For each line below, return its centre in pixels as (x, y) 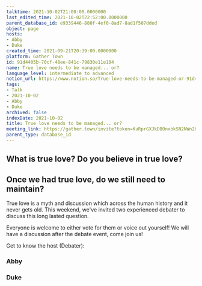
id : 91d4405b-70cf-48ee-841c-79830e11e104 (60, 62)
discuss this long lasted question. (47, 216)
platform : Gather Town (35, 56)
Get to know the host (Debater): (45, 246)
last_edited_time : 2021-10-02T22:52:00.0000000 (67, 17)
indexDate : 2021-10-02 (35, 118)
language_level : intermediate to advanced (60, 73)
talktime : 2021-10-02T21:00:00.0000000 (56, 12)
